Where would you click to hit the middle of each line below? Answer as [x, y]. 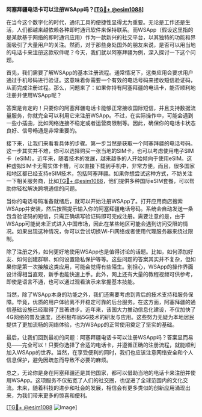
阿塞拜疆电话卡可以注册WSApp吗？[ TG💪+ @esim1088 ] [75, 9]
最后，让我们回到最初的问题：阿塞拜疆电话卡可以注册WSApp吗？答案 [92, 337]
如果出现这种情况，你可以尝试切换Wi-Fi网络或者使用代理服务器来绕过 [102, 231]
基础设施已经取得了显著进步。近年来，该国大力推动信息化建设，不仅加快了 [103, 310]
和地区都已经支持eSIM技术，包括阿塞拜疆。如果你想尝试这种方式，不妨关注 [99, 173]
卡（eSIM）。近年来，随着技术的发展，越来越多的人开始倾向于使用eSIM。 [97, 158]
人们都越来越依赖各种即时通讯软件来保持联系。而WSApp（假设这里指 [102, 30]
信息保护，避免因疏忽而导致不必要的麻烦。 [59, 360]
